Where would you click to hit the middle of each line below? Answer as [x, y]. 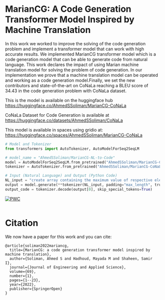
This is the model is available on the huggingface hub [59, 100]
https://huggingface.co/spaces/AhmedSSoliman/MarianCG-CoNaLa [74, 135]
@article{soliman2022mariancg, [37, 246]
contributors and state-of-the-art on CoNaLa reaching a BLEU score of [77, 85]
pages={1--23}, [25, 280]
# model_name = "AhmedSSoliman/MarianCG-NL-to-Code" [60, 158]
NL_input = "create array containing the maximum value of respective [79, 180]
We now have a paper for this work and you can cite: [58, 236]
